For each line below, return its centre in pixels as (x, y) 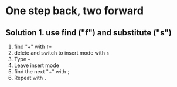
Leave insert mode (36, 65)
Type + (22, 59)
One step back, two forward (75, 11)
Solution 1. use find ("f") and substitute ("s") (89, 33)
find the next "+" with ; (42, 71)
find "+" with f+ (33, 46)
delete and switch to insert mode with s (62, 53)
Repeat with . (30, 78)
